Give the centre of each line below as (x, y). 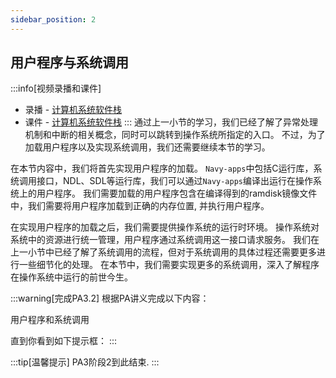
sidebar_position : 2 (53, 19)
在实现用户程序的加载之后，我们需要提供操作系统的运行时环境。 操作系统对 (165, 227)
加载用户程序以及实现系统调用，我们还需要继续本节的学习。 (147, 147)
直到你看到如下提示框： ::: (64, 341)
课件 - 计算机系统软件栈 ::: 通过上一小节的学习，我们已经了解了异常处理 (171, 122)
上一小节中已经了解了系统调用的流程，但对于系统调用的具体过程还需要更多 (163, 252)
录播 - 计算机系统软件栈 (73, 110)
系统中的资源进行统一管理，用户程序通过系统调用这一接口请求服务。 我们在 (165, 240)
